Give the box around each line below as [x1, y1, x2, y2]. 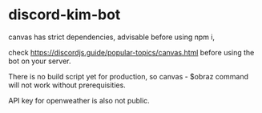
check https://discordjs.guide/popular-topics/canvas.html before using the [8, 47, 255, 57]
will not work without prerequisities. [8, 80, 126, 90]
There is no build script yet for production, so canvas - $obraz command [8, 71, 248, 81]
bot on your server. [8, 56, 71, 66]
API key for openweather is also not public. [8, 95, 150, 105]
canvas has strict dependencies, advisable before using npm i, [8, 32, 215, 42]
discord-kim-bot [8, 6, 121, 24]
